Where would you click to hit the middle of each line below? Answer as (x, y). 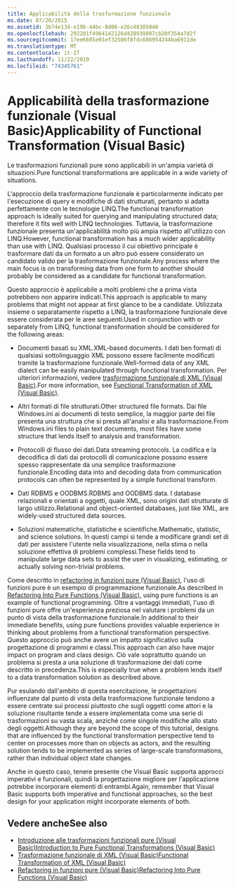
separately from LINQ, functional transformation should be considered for (113, 327)
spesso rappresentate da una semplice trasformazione (97, 464)
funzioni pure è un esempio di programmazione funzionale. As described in (115, 587)
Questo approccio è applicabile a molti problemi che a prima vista (102, 289)
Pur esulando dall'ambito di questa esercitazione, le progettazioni (102, 691)
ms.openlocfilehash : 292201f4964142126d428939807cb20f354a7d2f (102, 33)
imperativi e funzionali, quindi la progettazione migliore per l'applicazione (113, 779)
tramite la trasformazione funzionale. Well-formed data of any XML (113, 363)
